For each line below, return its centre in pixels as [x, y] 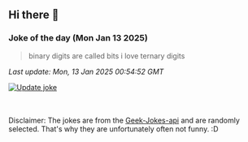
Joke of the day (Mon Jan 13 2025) [78, 38]
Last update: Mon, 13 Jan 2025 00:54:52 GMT [86, 71]
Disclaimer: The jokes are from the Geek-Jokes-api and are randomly [124, 120]
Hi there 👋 [34, 15]
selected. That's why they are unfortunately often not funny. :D [113, 129]
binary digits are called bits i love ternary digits [107, 56]
